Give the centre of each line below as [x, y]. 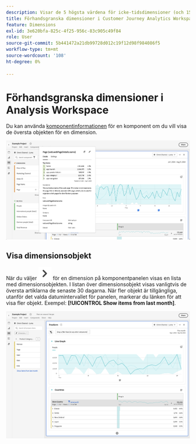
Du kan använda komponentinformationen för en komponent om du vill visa [96, 126]
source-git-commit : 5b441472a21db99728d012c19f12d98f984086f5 [83, 43]
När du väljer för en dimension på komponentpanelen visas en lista [94, 278]
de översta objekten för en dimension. [52, 132]
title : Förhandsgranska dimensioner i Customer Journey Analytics [88, 18]
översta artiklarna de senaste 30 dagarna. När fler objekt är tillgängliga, [92, 290]
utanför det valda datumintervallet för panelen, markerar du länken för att [94, 297]
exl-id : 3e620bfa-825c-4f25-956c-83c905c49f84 [64, 31]
